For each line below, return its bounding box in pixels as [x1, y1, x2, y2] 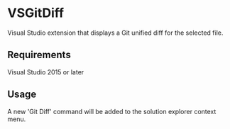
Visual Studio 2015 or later [7, 67, 84, 76]
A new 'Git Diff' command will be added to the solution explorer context [7, 107, 217, 116]
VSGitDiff [7, 5, 65, 21]
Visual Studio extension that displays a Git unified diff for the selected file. [7, 28, 224, 37]
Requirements [7, 49, 71, 61]
